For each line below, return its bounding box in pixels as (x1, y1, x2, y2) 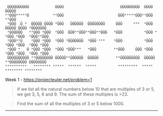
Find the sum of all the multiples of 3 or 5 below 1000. (16, 101, 125, 106)
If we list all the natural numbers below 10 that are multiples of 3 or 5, (16, 86, 155, 92)
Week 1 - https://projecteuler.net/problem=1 (5, 77, 92, 83)
